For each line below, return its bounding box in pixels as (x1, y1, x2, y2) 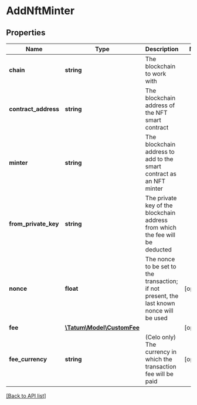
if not (145, 284, 160, 293)
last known (145, 299, 175, 307)
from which (145, 224, 177, 231)
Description (145, 45, 179, 53)
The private (145, 194, 177, 202)
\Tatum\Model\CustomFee (64, 324, 140, 331)
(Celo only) (145, 333, 176, 341)
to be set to (145, 263, 177, 270)
